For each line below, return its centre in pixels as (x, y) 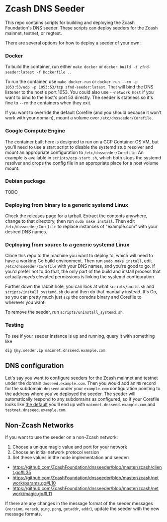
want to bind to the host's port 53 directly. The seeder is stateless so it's (79, 97)
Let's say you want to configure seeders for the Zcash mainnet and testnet (82, 378)
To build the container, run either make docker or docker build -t (71, 67)
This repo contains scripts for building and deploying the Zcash (70, 22)
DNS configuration (35, 366)
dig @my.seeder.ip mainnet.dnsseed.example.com (55, 350)
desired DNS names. (26, 232)
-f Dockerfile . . (54, 72)
